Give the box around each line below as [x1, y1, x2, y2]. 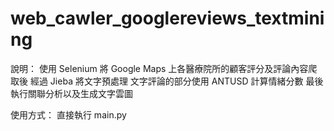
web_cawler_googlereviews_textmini [10, 7, 325, 30]
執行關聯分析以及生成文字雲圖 [10, 87, 133, 99]
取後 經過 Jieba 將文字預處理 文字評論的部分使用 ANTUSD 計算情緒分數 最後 [10, 75, 324, 87]
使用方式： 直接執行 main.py [10, 108, 127, 121]
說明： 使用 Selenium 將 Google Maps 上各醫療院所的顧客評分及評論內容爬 [10, 62, 318, 74]
